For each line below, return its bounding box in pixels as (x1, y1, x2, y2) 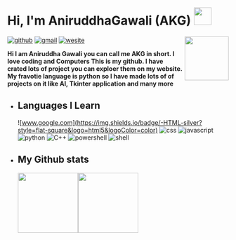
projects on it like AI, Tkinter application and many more (7, 79, 174, 88)
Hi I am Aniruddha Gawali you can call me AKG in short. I (7, 49, 175, 58)
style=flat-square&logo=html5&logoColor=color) (17, 126, 158, 134)
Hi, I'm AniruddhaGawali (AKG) (7, 13, 192, 29)
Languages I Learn (17, 100, 100, 112)
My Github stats (17, 154, 89, 166)
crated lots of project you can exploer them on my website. (7, 64, 183, 73)
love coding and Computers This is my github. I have (7, 57, 164, 65)
